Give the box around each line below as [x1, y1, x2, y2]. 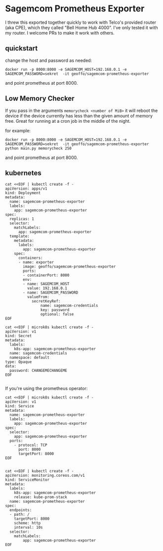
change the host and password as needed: [5, 57, 92, 63]
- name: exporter [18, 260, 54, 265]
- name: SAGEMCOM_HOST [23, 282, 70, 287]
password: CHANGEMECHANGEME [9, 368, 68, 373]
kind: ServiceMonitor [5, 477, 50, 483]
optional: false [40, 312, 74, 317]
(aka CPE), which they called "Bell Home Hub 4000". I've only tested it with [5, 24, 158, 30]
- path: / [9, 512, 30, 517]
